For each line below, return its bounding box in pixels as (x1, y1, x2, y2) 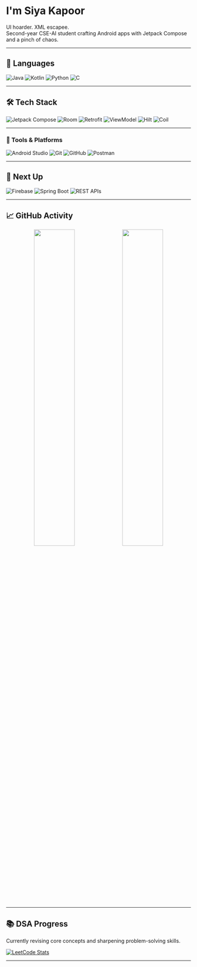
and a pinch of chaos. (6, 36, 59, 43)
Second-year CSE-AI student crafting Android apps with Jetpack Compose (6, 29, 188, 36)
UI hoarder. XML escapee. (6, 23, 69, 31)
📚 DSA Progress (6, 919, 69, 929)
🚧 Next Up (6, 172, 43, 182)
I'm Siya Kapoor (6, 4, 85, 18)
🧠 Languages (6, 59, 55, 69)
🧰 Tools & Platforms (6, 136, 63, 144)
